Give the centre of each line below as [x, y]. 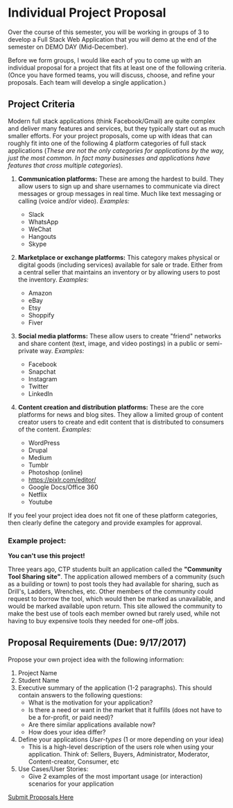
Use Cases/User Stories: [53, 768]
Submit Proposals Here [41, 797]
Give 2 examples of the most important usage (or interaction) [115, 776]
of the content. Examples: [55, 429]
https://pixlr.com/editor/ [62, 479]
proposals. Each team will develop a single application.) [87, 82]
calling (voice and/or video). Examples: [74, 201]
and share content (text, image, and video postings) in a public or [111, 343]
